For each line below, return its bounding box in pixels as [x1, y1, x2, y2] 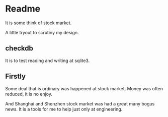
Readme [5, 3, 41, 15]
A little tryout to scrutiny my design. [5, 29, 79, 35]
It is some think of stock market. [5, 20, 72, 26]
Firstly [5, 72, 26, 81]
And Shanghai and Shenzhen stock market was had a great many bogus [5, 100, 155, 106]
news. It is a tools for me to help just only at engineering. [5, 106, 123, 112]
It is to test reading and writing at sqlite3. [5, 57, 90, 64]
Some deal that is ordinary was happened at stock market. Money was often [5, 85, 163, 91]
